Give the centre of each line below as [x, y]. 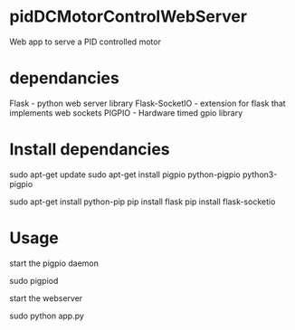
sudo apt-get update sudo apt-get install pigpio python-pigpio [125, 174]
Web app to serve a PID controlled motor [85, 42]
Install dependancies [90, 150]
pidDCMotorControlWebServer [128, 17]
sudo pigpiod [34, 280]
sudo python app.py [47, 316]
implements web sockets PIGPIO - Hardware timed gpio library [126, 113]
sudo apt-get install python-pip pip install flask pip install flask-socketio [143, 202]
